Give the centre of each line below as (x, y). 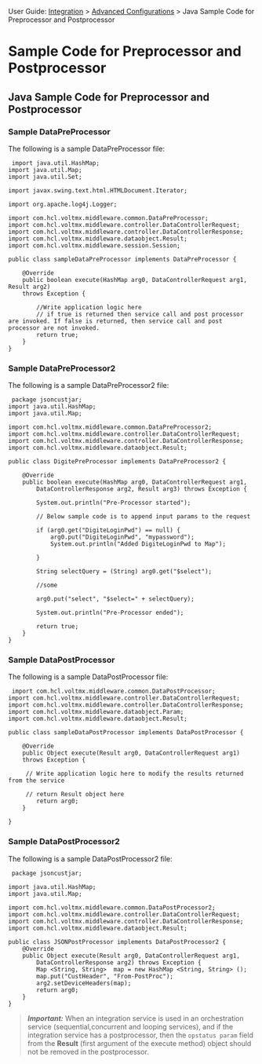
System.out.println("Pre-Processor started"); (114, 503)
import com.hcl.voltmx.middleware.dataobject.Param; (96, 712)
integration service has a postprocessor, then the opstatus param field (140, 1035)
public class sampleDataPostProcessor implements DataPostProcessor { (126, 733)
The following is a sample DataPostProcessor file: (88, 677)
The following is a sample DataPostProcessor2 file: (90, 858)
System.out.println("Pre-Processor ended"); (110, 613)
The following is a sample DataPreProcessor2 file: (89, 386)
